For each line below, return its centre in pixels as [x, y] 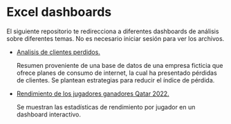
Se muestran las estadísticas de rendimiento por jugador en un [106, 107]
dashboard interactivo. [48, 114]
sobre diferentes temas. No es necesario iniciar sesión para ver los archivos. [115, 38]
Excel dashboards [59, 12]
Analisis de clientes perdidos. [58, 52]
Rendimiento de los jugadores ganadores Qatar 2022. [93, 94]
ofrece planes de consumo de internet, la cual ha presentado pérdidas [117, 73]
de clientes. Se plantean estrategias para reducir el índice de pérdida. [115, 80]
